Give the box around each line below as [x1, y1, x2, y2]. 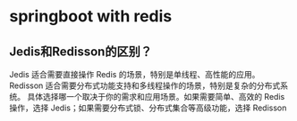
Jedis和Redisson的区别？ [9, 44, 152, 59]
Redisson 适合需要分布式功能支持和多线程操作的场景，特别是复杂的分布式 [9, 80, 281, 91]
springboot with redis [9, 6, 173, 27]
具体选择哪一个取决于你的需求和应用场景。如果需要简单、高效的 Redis [26, 92, 285, 101]
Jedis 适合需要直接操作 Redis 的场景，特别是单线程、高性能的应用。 [9, 69, 260, 79]
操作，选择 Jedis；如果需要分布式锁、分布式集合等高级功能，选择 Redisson [9, 102, 287, 113]
